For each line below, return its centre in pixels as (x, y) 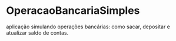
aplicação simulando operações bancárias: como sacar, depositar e (88, 27)
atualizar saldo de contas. (37, 32)
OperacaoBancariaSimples (73, 11)
